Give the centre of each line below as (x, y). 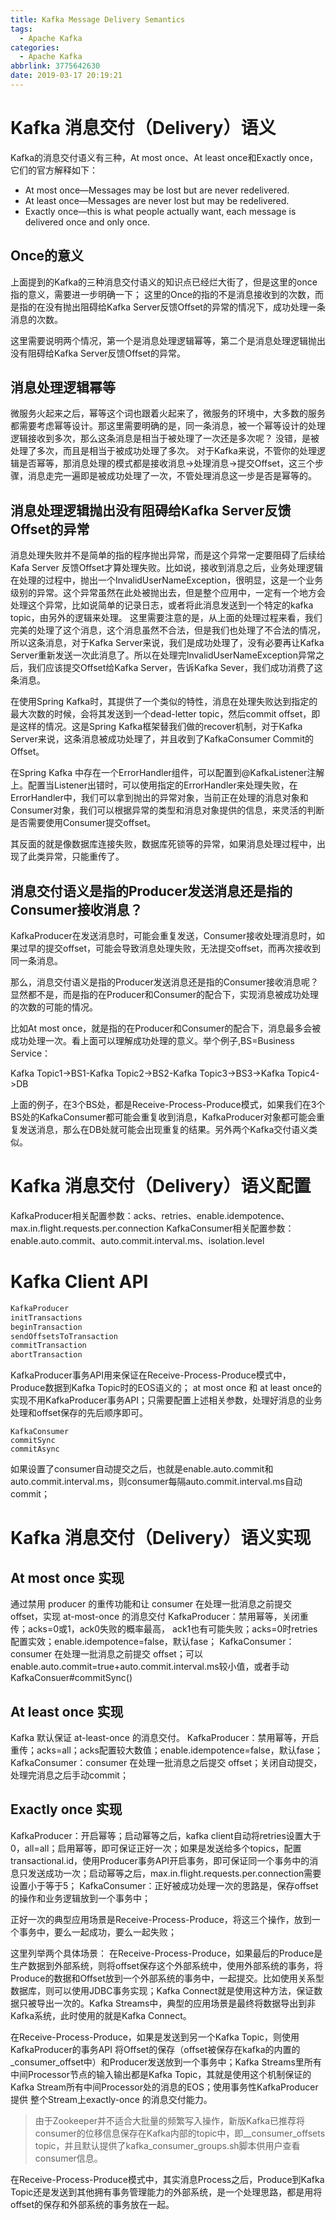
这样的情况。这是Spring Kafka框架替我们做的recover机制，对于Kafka (160, 727)
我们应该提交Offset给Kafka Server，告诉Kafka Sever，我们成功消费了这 (175, 668)
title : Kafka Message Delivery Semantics (98, 19)
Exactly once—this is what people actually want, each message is (160, 211)
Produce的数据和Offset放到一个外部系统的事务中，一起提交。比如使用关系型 (167, 1978)
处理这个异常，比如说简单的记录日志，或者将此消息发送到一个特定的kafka (162, 605)
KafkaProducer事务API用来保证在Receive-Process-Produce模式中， (151, 1375)
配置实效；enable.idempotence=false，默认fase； (114, 1642)
